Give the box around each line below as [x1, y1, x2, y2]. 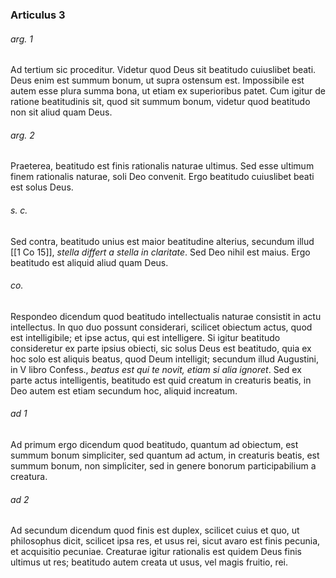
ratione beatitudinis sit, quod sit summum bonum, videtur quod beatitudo [10, 96, 311, 108]
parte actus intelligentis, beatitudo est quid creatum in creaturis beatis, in [10, 374, 312, 386]
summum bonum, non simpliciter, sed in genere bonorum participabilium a [10, 459, 317, 472]
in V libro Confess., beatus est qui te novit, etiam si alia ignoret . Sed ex [10, 363, 302, 375]
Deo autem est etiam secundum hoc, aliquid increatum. [10, 384, 238, 397]
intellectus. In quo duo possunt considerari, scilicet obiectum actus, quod [10, 321, 313, 333]
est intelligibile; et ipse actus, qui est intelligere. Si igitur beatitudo [10, 331, 281, 343]
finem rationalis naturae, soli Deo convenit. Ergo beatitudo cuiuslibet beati [10, 171, 315, 183]
